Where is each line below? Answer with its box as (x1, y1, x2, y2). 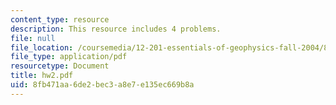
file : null (10, 33, 56, 43)
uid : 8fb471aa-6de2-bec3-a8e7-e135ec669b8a (10, 80, 195, 90)
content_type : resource (10, 14, 110, 25)
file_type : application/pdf (10, 52, 128, 62)
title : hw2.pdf (10, 71, 74, 81)
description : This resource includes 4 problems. (10, 24, 222, 34)
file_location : (10, 42, 74, 53)
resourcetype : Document (10, 61, 110, 71)
